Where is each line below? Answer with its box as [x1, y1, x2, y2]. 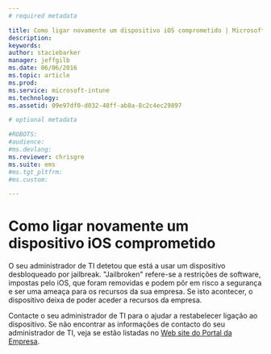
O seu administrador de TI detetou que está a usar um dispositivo [8, 261, 226, 271]
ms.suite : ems [8, 160, 56, 169]
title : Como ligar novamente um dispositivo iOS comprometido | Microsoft [8, 26, 265, 35]
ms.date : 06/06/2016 [8, 64, 78, 73]
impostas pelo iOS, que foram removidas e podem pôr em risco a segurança [8, 278, 262, 288]
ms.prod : [8, 78, 38, 87]
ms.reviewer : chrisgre [8, 152, 85, 161]
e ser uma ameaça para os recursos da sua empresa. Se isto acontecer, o [8, 287, 253, 297]
